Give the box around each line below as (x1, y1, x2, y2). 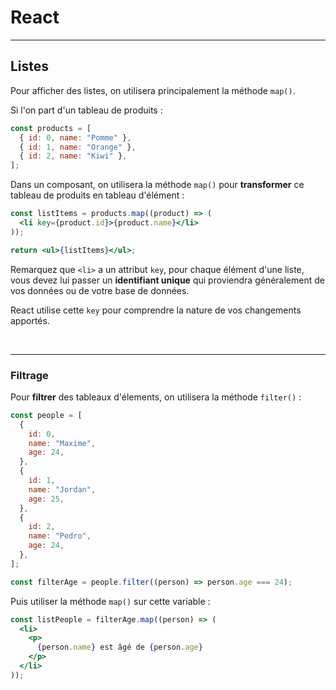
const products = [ (10, 123, 92, 133)
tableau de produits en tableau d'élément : (10, 189, 185, 201)
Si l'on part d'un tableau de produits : (10, 104, 163, 116)
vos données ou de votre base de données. (10, 284, 190, 296)
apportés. (10, 314, 50, 326)
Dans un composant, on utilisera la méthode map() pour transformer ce (10, 179, 305, 191)
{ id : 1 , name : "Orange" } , (19, 142, 137, 152)
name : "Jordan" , (28, 484, 97, 495)
